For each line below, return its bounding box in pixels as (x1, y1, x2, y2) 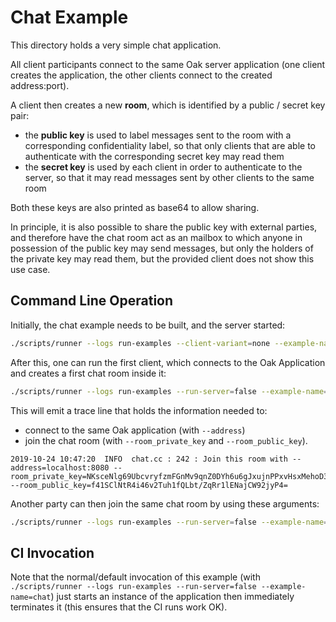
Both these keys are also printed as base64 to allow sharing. (10, 201, 260, 213)
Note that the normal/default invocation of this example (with (10, 571, 261, 583)
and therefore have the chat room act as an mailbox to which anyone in (10, 231, 303, 243)
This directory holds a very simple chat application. (10, 39, 222, 51)
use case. (10, 263, 51, 275)
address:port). (10, 79, 70, 91)
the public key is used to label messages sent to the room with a (24, 129, 292, 141)
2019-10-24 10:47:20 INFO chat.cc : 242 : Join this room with (10, 454, 288, 464)
